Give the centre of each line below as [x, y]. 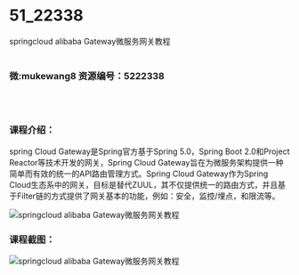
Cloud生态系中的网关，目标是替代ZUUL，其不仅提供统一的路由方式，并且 [144, 184]
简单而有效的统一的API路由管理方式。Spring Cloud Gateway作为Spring [139, 174]
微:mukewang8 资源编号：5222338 [87, 76]
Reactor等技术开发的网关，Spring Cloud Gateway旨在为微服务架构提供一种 [146, 162]
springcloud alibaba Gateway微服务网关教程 [90, 41]
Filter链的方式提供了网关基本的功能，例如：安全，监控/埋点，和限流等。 [148, 196]
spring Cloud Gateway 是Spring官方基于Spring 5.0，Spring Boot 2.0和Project [149, 151]
